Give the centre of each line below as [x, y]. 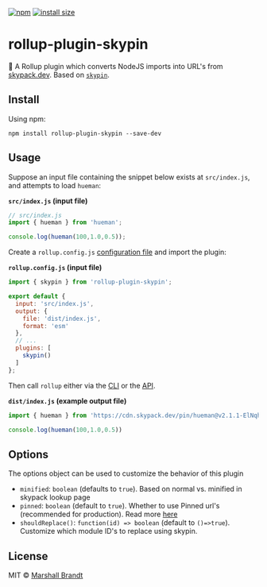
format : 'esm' [46, 326]
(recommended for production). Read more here [99, 514]
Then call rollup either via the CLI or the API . [82, 385]
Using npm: [27, 118]
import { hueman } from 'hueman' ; [66, 222]
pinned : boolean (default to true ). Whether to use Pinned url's [120, 506]
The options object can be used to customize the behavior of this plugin [126, 473]
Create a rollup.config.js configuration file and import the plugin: [117, 252]
